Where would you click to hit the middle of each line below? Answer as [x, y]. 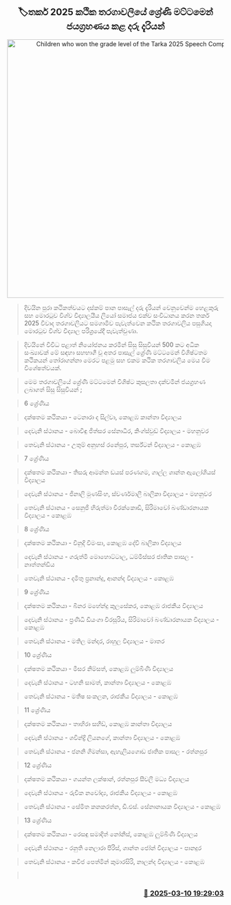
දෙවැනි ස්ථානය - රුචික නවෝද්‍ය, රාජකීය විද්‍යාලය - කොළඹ [100, 793]
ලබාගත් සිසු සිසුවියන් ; [53, 389]
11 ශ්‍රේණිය [37, 710]
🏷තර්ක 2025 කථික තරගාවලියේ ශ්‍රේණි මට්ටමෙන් [115, 12]
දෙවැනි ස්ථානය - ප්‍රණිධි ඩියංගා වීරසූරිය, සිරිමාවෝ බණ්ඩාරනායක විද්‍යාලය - [121, 619]
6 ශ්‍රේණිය [36, 403]
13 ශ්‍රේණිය [38, 820]
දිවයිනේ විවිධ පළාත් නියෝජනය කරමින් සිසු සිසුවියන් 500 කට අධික [111, 345]
